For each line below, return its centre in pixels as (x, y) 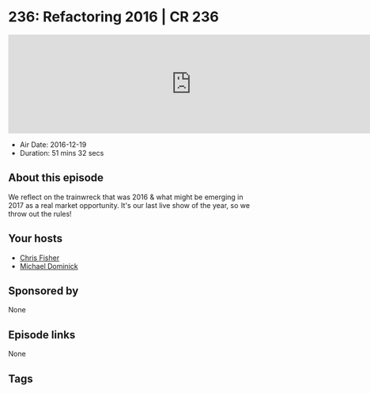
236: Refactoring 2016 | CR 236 (114, 17)
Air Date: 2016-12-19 (53, 144)
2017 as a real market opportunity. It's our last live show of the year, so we (129, 205)
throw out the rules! (40, 214)
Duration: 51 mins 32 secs (62, 153)
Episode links (42, 335)
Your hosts (36, 238)
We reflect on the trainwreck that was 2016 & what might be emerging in (126, 197)
